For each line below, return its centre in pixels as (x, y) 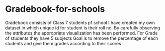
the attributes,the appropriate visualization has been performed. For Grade (82, 33)
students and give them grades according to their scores (63, 43)
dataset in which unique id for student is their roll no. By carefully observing (83, 27)
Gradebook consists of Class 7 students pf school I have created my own (80, 23)
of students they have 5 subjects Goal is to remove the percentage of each (82, 38)
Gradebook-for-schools (55, 9)
